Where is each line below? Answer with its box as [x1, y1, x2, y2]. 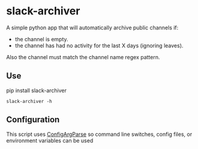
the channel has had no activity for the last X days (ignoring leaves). [14, 42, 184, 49]
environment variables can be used [6, 136, 94, 144]
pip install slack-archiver [6, 87, 67, 94]
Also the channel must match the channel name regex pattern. [6, 53, 160, 60]
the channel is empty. [14, 35, 68, 42]
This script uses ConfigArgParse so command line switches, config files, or [6, 130, 193, 138]
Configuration [6, 115, 60, 125]
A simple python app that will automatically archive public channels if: [6, 24, 179, 31]
